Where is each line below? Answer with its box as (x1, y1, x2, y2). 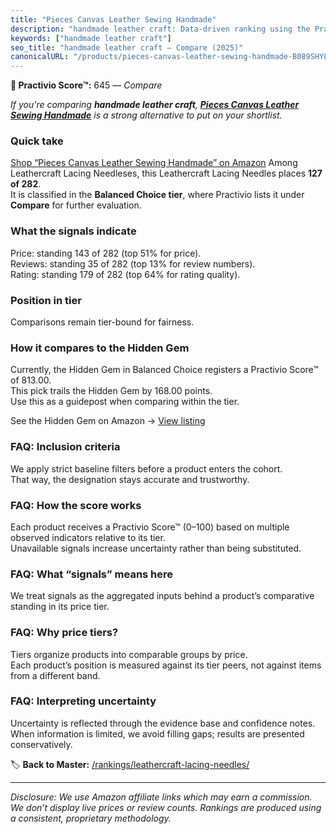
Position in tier (10, 293, 82, 307)
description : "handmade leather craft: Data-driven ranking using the (10, 24, 311, 34)
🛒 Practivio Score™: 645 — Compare (10, 79, 163, 91)
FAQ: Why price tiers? (10, 626, 119, 640)
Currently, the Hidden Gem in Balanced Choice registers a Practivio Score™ (10, 364, 319, 376)
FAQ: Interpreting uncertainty (10, 694, 157, 708)
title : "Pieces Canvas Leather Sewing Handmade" (10, 14, 217, 25)
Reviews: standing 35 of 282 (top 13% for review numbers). (10, 257, 256, 270)
